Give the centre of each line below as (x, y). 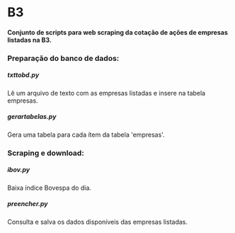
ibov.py (19, 170)
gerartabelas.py (32, 117)
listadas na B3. (29, 40)
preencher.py (28, 204)
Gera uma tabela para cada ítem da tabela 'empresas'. (86, 135)
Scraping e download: (46, 153)
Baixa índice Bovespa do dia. (50, 188)
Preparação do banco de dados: (63, 58)
